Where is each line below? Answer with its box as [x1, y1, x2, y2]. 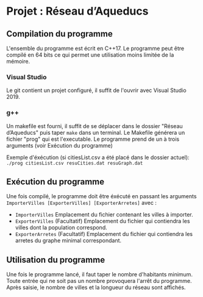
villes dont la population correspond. [15, 224, 108, 231]
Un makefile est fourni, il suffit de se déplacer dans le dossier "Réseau [6, 122, 183, 129]
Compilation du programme [6, 29, 113, 39]
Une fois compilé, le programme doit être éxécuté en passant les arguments [6, 193, 197, 200]
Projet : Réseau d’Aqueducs [6, 4, 149, 18]
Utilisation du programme [6, 254, 105, 265]
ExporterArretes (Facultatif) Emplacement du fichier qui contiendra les [15, 231, 193, 238]
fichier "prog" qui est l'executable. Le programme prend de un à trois [6, 135, 180, 143]
